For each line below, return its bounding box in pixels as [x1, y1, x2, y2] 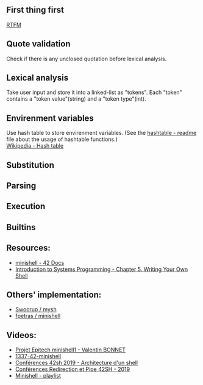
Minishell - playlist [15, 372, 61, 380]
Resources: [6, 243, 51, 253]
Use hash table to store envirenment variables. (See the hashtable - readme [6, 129, 197, 137]
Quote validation [6, 39, 71, 49]
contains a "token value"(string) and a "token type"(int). [6, 95, 146, 103]
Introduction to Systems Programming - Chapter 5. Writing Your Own [15, 265, 188, 273]
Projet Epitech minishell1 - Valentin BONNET [15, 346, 126, 353]
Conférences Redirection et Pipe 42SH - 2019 [15, 365, 130, 373]
